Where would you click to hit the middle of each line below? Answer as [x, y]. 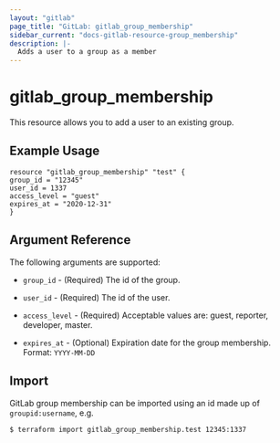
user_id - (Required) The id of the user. [96, 297]
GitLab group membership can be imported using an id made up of [135, 403]
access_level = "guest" [55, 196]
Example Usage [55, 151]
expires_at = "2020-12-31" [61, 204]
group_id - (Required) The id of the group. [101, 280]
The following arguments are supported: [85, 262]
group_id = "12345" [47, 180]
